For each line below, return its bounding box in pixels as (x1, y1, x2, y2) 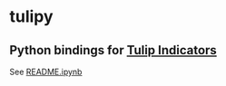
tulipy (9, 6, 54, 27)
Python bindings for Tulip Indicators (9, 43, 218, 58)
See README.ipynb (9, 66, 83, 77)
